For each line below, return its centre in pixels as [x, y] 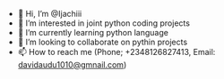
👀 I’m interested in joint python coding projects [104, 23]
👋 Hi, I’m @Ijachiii [50, 14]
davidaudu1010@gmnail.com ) [72, 65]
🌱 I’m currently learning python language [93, 32]
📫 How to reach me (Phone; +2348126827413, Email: [116, 52]
